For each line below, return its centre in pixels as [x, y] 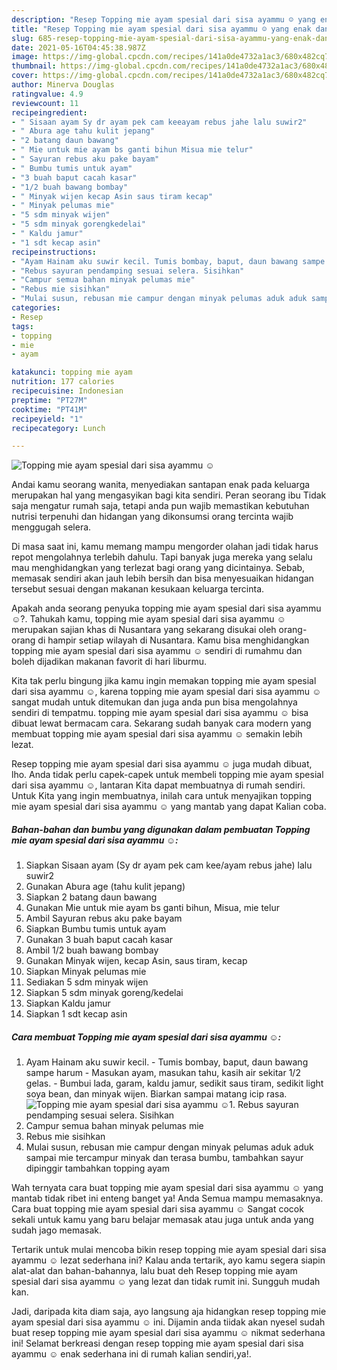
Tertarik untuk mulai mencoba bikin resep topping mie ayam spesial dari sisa [169, 1250]
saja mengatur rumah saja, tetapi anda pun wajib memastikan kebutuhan [160, 506]
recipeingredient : [49, 112]
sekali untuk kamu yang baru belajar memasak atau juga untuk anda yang [162, 1220]
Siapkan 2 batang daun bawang [91, 897]
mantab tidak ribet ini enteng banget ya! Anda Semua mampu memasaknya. [167, 1198]
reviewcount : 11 [45, 103]
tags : [22, 326]
